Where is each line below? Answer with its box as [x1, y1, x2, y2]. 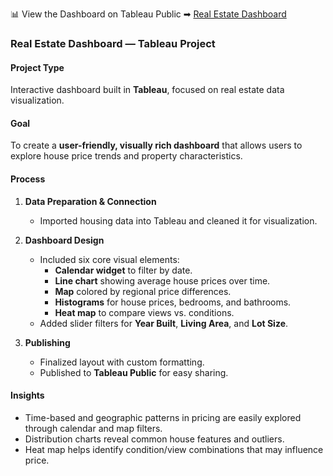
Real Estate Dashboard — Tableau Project [10, 36, 216, 50]
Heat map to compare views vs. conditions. [54, 306, 235, 318]
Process [10, 173, 46, 185]
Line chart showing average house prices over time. [54, 274, 271, 287]
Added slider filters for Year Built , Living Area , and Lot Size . [39, 317, 289, 329]
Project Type [10, 61, 65, 73]
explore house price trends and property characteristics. [10, 150, 243, 162]
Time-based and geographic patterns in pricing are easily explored [24, 411, 302, 423]
